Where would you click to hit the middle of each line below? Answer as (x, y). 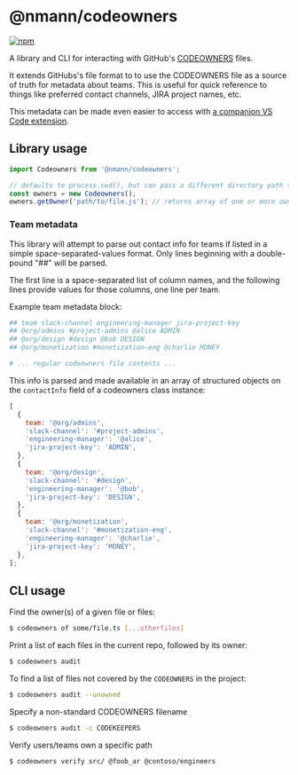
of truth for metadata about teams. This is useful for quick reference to (138, 84)
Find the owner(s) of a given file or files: (82, 612)
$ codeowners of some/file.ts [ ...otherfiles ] (97, 629)
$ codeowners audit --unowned (65, 694)
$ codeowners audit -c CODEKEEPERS (75, 728)
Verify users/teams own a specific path (81, 745)
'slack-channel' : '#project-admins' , (95, 431)
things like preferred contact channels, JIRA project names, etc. (125, 94)
